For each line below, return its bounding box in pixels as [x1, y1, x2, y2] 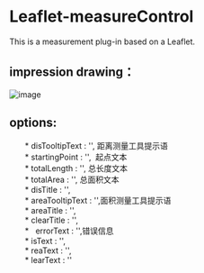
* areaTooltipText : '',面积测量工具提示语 [24, 195, 172, 205]
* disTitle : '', [24, 184, 71, 195]
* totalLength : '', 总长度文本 [24, 162, 129, 173]
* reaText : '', [24, 245, 72, 256]
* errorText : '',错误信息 [24, 225, 114, 236]
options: [9, 115, 58, 131]
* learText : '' [24, 254, 73, 265]
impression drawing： [9, 65, 136, 80]
